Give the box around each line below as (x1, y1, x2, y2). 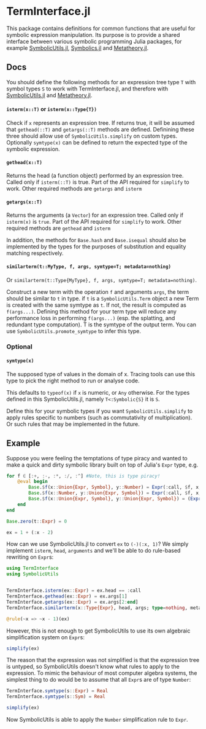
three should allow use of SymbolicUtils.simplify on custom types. (6, 132, 178, 140)
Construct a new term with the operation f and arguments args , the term (6, 288, 189, 296)
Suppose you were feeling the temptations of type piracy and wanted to (6, 454, 188, 462)
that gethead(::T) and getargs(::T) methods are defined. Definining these (6, 125, 194, 133)
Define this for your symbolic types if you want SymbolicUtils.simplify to (6, 407, 193, 414)
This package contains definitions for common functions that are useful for (6, 25, 196, 32)
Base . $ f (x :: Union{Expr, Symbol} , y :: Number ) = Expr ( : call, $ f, (28, 484, 193, 491)
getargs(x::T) (6, 199, 43, 205)
